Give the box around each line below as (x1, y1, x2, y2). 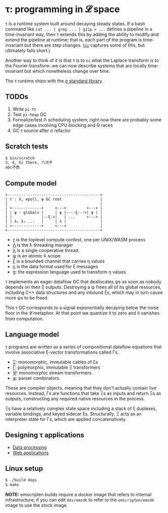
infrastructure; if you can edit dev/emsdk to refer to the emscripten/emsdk (5, 497, 155, 503)
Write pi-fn (12, 106, 37, 112)
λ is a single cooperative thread (12, 247, 79, 253)
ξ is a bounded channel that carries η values (12, 258, 105, 264)
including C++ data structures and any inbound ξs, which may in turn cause (5, 289, 163, 295)
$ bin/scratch (5, 155, 35, 160)
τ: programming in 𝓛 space (5, 4, 120, 15)
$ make (5, 482, 19, 488)
